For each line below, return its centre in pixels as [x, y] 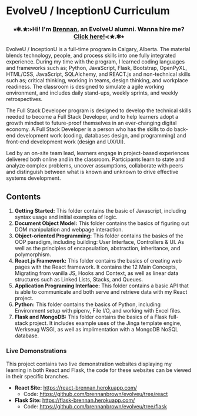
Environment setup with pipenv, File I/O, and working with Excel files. [98, 311]
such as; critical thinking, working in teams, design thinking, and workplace [97, 80]
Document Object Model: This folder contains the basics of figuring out [102, 223]
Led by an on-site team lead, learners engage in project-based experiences [98, 153]
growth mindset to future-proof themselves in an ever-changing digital [91, 123]
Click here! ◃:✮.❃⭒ [99, 36]
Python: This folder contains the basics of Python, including [87, 304]
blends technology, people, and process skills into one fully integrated [91, 56]
